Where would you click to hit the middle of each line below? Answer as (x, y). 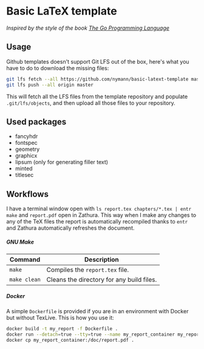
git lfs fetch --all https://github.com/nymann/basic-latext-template (97, 79)
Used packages (36, 121)
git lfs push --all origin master (50, 85)
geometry (27, 149)
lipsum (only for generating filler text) (61, 162)
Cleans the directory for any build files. (102, 280)
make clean (25, 280)
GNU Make (20, 242)
